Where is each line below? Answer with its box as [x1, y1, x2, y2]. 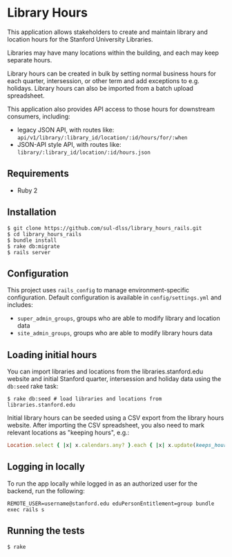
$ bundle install [7, 237, 57, 244]
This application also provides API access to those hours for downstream [7, 105, 215, 113]
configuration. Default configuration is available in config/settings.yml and [7, 293, 222, 302]
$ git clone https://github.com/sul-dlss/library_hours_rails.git [7, 224, 202, 231]
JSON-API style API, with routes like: [17, 140, 122, 148]
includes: [7, 301, 33, 309]
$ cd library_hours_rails [7, 231, 81, 238]
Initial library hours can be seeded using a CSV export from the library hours [7, 414, 224, 422]
